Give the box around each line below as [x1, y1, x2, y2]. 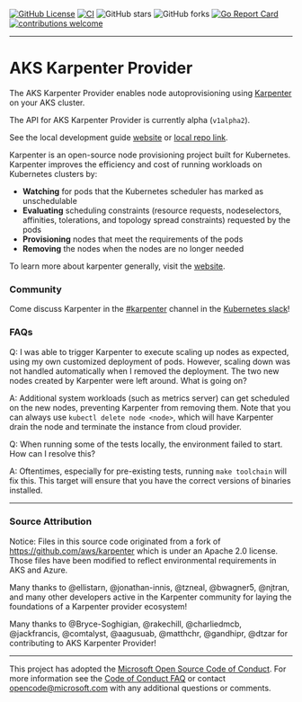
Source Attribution [9, 515, 93, 528]
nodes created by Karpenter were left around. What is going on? [9, 375, 247, 386]
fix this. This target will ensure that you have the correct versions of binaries [9, 475, 291, 485]
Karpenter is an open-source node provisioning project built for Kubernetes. [9, 149, 291, 160]
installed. [9, 484, 43, 495]
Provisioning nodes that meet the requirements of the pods [22, 234, 244, 244]
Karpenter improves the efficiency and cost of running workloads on [9, 158, 262, 170]
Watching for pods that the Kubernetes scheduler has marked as [22, 185, 263, 197]
